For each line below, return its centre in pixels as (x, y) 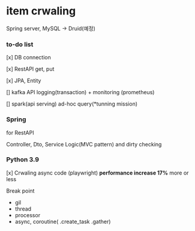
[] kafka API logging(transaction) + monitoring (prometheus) (80, 92)
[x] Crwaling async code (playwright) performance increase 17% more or (97, 173)
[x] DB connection (28, 58)
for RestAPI (20, 133)
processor (28, 215)
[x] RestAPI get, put (30, 69)
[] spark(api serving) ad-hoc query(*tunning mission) (72, 104)
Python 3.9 (23, 160)
